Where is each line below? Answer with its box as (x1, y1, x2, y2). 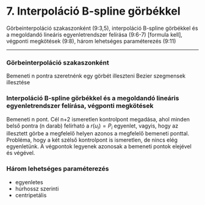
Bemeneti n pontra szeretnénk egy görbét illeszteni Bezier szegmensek (6, 72, 186, 80)
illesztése (6, 79, 31, 86)
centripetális (15, 191, 47, 199)
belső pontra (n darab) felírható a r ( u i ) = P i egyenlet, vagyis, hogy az (6, 122, 179, 131)
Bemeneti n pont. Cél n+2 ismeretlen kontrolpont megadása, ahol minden (6, 115, 190, 123)
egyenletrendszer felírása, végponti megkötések (6, 102, 154, 110)
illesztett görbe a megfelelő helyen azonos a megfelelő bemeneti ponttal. (6, 130, 190, 137)
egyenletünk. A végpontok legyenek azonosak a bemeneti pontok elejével (6, 143, 192, 150)
